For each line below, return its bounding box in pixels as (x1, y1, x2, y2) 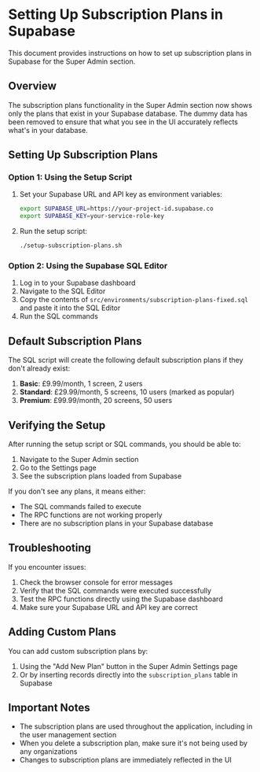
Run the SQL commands (19, 312, 98, 321)
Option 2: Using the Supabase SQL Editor (8, 260, 168, 271)
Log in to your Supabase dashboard (19, 278, 136, 288)
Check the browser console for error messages (19, 577, 173, 587)
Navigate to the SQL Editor (19, 286, 106, 296)
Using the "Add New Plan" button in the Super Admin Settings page (19, 661, 238, 670)
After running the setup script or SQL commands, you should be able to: (8, 439, 241, 449)
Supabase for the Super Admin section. (8, 57, 136, 66)
